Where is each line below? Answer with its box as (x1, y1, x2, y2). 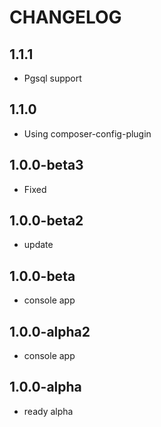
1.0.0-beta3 (9, 157, 84, 174)
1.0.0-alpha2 (9, 323, 91, 340)
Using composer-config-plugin (23, 127, 152, 140)
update (23, 239, 54, 251)
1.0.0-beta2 (9, 212, 84, 230)
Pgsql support (23, 72, 82, 84)
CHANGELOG (9, 6, 122, 29)
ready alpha (23, 405, 74, 417)
